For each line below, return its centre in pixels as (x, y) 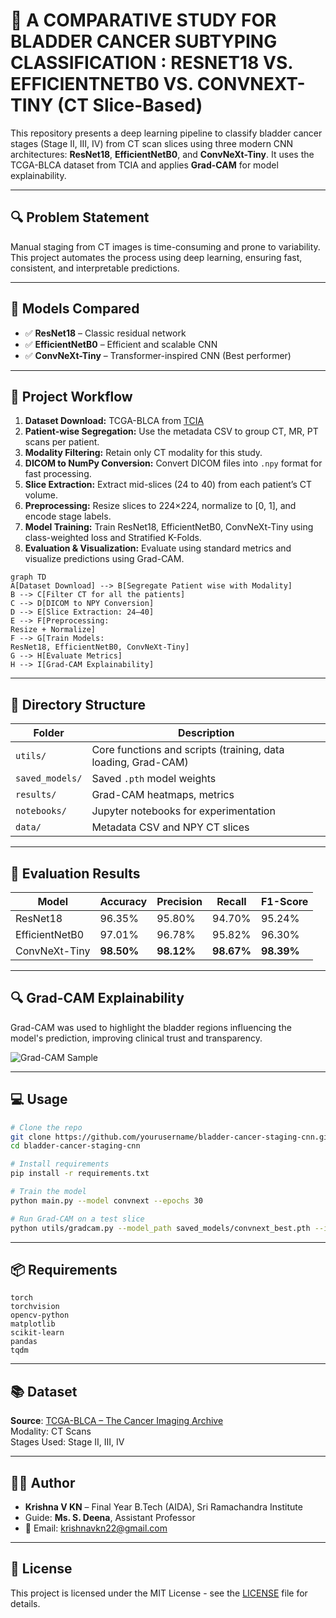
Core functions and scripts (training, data (188, 750)
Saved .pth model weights (154, 779)
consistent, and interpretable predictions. (95, 268)
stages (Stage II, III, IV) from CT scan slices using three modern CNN (152, 143)
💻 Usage (39, 1099)
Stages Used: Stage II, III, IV (67, 1442)
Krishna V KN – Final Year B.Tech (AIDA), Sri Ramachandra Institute (163, 1506)
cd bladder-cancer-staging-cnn (75, 1146)
